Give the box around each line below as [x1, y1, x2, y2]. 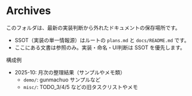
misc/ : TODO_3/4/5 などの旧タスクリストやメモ [23, 83, 138, 90]
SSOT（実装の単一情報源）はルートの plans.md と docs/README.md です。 [14, 36, 190, 43]
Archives [6, 4, 51, 18]
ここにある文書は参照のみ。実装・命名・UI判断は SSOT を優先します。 [14, 44, 186, 51]
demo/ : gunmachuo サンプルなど [23, 76, 101, 83]
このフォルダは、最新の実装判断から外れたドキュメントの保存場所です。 [6, 24, 181, 31]
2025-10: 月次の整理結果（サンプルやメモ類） [14, 68, 126, 76]
